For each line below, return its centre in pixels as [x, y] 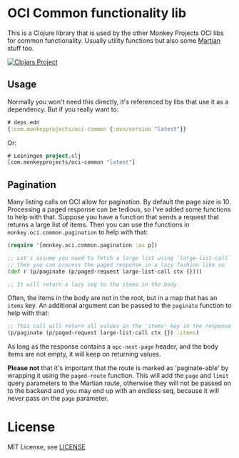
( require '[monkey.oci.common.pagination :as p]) [83, 245]
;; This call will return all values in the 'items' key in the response [119, 327]
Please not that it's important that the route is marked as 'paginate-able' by [118, 368]
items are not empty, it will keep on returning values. [85, 354]
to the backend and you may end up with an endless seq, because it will [113, 391]
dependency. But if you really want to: [63, 109]
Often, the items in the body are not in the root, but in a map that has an [112, 298]
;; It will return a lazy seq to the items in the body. [94, 284]
